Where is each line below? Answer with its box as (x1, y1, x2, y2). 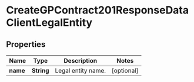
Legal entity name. (55, 67, 106, 74)
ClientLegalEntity (6, 16, 93, 29)
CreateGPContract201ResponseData (6, 4, 189, 17)
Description (63, 57, 98, 64)
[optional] (111, 67, 139, 74)
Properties (6, 39, 46, 49)
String (31, 67, 49, 74)
